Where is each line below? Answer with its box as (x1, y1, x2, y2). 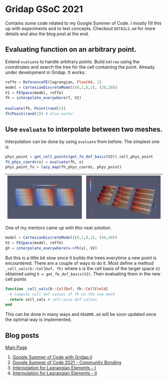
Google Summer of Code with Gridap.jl (12, 354, 92, 360)
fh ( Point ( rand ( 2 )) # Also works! (5, 111, 75, 116)
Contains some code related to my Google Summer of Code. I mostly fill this (5, 20, 161, 26)
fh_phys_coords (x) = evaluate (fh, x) (5, 159, 84, 164)
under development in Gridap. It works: (5, 69, 86, 75)
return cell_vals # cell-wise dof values (9, 297, 97, 302)
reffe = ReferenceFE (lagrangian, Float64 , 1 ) (5, 79, 101, 85)
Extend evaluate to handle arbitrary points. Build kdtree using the (5, 59, 140, 65)
